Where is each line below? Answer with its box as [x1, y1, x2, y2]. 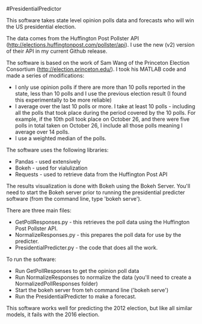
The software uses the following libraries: [6, 147, 109, 153]
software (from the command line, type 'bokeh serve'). [6, 195, 142, 202]
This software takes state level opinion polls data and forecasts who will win [6, 17, 194, 23]
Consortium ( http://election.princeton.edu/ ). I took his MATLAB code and [6, 66, 186, 73]
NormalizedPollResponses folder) [14, 280, 98, 287]
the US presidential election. [6, 23, 76, 30]
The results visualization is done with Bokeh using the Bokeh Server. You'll [6, 183, 191, 189]
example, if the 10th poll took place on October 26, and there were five [14, 115, 190, 123]
